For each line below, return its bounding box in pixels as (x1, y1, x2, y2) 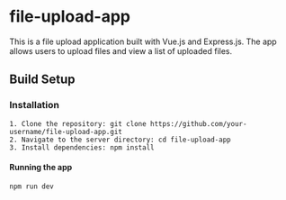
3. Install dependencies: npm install (9, 142, 155, 152)
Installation (9, 99, 60, 112)
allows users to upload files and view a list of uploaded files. (9, 45, 232, 56)
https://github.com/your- (149, 119, 247, 128)
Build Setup (9, 72, 76, 87)
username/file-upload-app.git (9, 127, 123, 136)
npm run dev (9, 182, 54, 191)
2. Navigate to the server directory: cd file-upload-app (9, 135, 231, 144)
